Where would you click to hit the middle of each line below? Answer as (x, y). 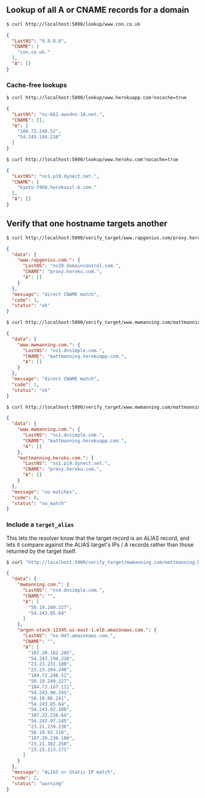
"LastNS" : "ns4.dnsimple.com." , (63, 590)
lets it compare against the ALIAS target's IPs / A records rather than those (100, 544)
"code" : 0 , (26, 498)
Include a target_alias (40, 525)
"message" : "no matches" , (45, 492)
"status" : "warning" (38, 783)
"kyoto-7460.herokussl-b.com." (57, 188)
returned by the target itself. (41, 551)
